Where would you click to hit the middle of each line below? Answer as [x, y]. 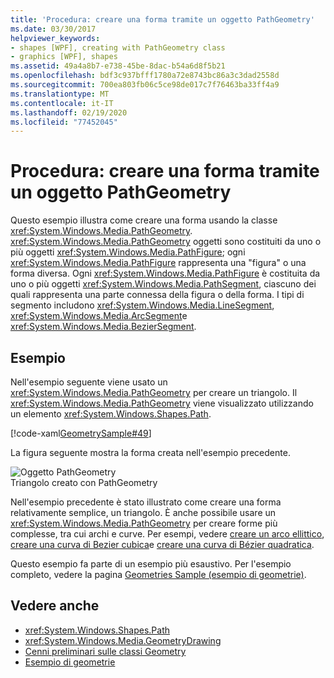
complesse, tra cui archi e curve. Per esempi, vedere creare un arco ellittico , [167, 534]
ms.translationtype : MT [60, 94]
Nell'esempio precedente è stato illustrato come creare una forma [146, 502]
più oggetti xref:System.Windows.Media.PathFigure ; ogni [128, 252]
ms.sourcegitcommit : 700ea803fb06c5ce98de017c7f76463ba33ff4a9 [145, 85]
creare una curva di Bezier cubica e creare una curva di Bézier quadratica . [162, 544]
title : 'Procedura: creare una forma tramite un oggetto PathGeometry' [162, 19]
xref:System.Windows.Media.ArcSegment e [99, 316]
